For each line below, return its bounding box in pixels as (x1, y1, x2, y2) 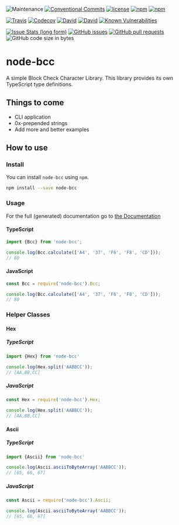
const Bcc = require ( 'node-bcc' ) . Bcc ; (6, 281, 101, 287)
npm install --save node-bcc (6, 185, 77, 191)
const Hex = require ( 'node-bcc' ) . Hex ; (6, 397, 101, 403)
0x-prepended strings (14, 119, 68, 126)
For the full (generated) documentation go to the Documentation (6, 212, 161, 220)
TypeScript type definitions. (6, 80, 73, 87)
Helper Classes (6, 311, 51, 319)
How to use (6, 143, 48, 153)
